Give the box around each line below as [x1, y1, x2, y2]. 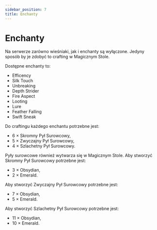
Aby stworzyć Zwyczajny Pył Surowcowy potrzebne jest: [5, 182, 118, 188]
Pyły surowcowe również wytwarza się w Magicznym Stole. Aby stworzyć [5, 153, 153, 159]
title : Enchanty [5, 12, 38, 17]
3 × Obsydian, [12, 167, 40, 173]
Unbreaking [12, 83, 36, 89]
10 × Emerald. [12, 220, 40, 226]
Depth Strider [12, 88, 39, 94]
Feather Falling [12, 109, 42, 115]
